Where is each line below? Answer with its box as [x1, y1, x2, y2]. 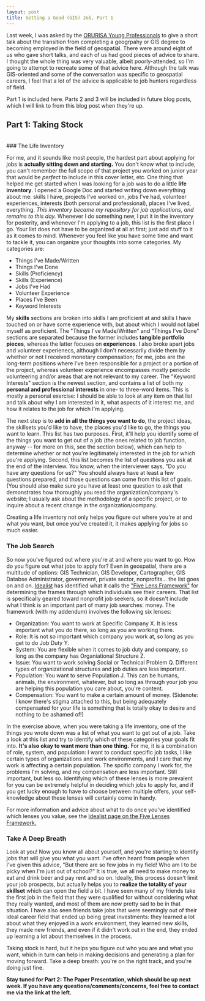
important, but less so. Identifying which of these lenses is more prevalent [6, 775, 193, 782]
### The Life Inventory [6, 142, 64, 150]
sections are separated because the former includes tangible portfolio [6, 334, 185, 341]
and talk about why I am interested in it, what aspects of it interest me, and [6, 399, 195, 406]
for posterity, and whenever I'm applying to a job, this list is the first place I [6, 219, 195, 226]
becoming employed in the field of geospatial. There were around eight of [6, 44, 193, 52]
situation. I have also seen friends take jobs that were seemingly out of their [6, 906, 197, 914]
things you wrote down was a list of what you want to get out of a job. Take [6, 729, 196, 736]
